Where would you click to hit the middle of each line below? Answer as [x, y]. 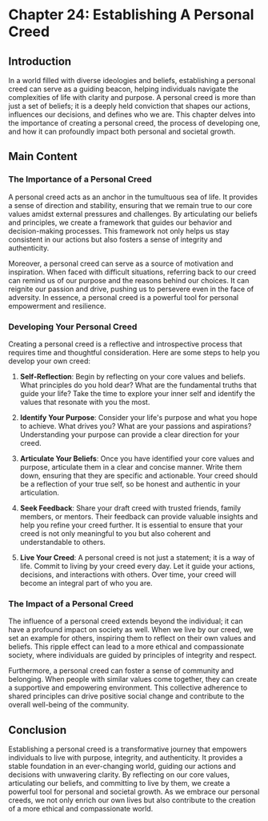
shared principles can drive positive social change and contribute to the [126, 696]
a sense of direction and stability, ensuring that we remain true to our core [130, 205]
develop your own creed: [49, 361]
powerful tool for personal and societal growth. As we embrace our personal [134, 792]
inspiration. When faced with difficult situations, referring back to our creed [132, 272]
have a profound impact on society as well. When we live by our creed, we [131, 630]
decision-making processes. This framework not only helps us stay [119, 230]
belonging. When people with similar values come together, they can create [133, 679]
